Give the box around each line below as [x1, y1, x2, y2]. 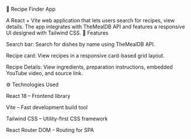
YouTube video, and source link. [6, 70, 84, 76]
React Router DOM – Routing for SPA [6, 127, 95, 133]
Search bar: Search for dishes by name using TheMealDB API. [6, 41, 155, 48]
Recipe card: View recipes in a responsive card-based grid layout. [6, 52, 165, 59]
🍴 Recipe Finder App [6, 6, 55, 12]
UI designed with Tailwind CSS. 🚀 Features [6, 29, 109, 36]
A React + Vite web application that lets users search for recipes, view [6, 17, 175, 23]
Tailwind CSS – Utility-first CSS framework [6, 115, 108, 122]
